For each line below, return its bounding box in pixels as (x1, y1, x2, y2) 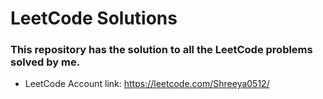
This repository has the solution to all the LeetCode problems (10, 43, 313, 57)
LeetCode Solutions (10, 7, 178, 30)
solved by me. (10, 55, 81, 69)
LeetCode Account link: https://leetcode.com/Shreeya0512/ (24, 78, 270, 90)
